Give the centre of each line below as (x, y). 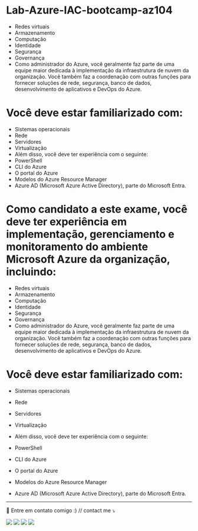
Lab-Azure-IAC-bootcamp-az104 (89, 10)
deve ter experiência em (67, 222)
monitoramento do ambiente (77, 247)
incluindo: (31, 272)
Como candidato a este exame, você (97, 209)
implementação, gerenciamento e (90, 235)
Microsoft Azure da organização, (88, 259)
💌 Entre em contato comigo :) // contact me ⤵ (61, 510)
